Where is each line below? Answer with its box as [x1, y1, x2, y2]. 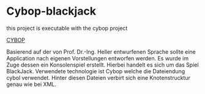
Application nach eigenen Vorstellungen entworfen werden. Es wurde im [6, 54, 189, 62]
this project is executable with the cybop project [6, 24, 128, 32]
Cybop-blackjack [6, 4, 97, 18]
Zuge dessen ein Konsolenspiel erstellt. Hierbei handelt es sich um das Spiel [6, 61, 199, 68]
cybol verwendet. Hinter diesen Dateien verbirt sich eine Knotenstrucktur [6, 74, 191, 81]
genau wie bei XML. [6, 81, 57, 88]
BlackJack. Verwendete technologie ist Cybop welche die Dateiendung [6, 67, 185, 74]
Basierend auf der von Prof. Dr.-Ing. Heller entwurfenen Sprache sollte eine [6, 48, 196, 56]
